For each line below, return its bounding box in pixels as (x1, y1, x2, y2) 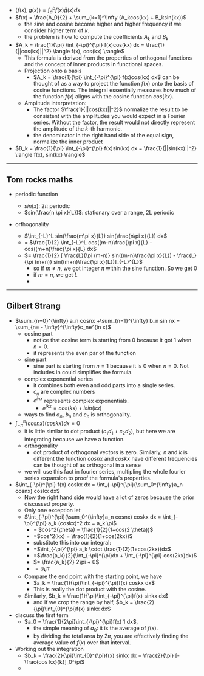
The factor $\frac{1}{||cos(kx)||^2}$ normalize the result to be (33, 106, 188, 113)
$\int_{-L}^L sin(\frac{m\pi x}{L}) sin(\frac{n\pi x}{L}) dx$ (24, 232, 168, 240)
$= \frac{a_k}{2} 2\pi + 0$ (33, 559, 100, 566)
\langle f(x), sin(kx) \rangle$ (15, 151, 86, 159)
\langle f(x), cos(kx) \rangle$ (52, 48, 125, 55)
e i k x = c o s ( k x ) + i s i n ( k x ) (42, 404, 102, 412)
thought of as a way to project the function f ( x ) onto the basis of (33, 80, 194, 88)
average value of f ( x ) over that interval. (33, 638, 131, 646)
